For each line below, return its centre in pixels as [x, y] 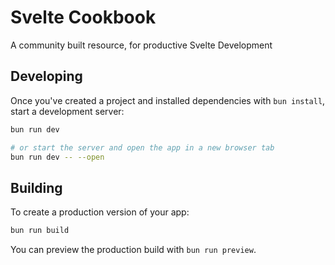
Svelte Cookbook [83, 17]
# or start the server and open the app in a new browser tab [142, 147]
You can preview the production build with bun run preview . [133, 250]
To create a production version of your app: [100, 212]
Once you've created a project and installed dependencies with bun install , [168, 100]
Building [36, 187]
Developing [46, 76]
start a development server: [67, 111]
